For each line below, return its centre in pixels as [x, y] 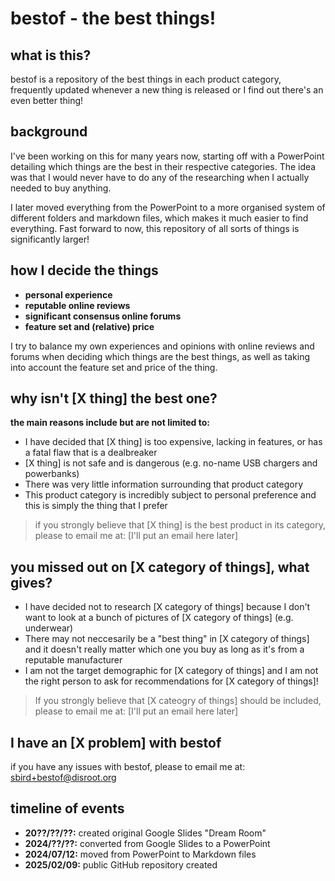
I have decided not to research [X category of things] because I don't [167, 607]
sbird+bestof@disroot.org [63, 778]
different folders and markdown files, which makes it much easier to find [159, 218]
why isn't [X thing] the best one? [114, 398]
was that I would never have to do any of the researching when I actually [160, 177]
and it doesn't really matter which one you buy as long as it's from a [164, 649]
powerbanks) [52, 474]
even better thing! [47, 100]
